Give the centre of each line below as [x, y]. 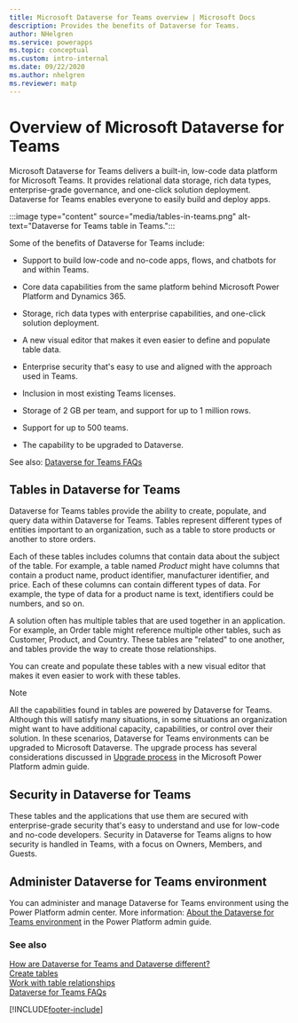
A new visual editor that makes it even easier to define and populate [146, 340]
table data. [42, 349]
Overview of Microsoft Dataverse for [147, 127]
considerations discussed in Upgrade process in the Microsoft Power [135, 757]
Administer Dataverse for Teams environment [138, 881]
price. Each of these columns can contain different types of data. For [135, 585]
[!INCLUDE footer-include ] [56, 1010]
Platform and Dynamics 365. [74, 296]
